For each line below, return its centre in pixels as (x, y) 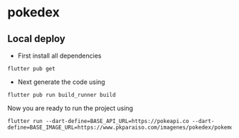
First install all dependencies (59, 55)
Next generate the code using (61, 82)
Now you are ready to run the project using (70, 108)
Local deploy (36, 39)
